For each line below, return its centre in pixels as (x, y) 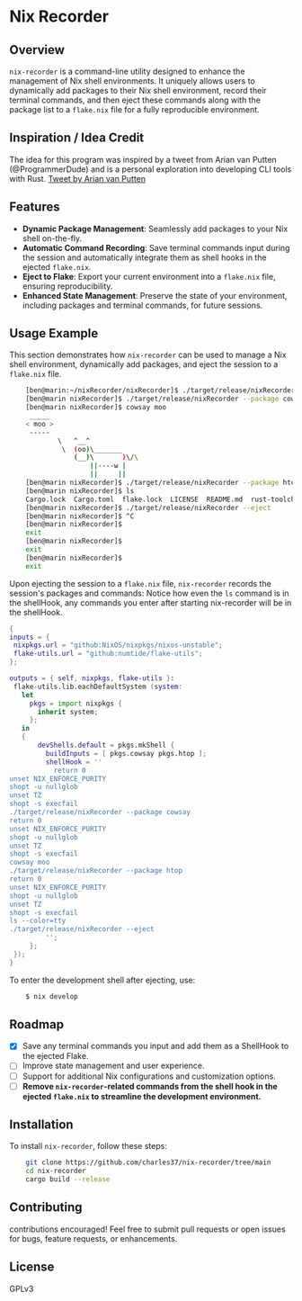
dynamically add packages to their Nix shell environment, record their (138, 90)
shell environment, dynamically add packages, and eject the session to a (144, 364)
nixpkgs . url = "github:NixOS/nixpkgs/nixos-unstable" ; (118, 645)
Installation (41, 1125)
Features (35, 207)
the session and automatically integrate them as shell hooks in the (144, 257)
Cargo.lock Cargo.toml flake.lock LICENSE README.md (134, 499)
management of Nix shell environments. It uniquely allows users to (133, 81)
